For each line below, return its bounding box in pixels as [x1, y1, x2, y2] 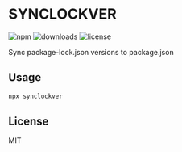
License [8, 115, 49, 129]
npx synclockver [8, 92, 63, 100]
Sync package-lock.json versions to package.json [8, 47, 175, 57]
